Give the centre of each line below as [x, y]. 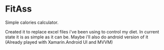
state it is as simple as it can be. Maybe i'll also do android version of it [77, 37]
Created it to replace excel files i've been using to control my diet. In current [82, 32]
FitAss [18, 9]
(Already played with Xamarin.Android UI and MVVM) [59, 42]
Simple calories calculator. [32, 22]
